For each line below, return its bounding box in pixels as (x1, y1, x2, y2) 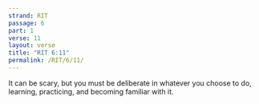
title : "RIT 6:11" (8, 49, 70, 57)
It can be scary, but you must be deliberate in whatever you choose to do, (8, 78, 253, 88)
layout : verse (8, 42, 56, 50)
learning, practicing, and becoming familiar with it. (8, 86, 174, 96)
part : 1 (8, 26, 34, 34)
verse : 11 (8, 34, 42, 42)
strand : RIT (8, 11, 48, 20)
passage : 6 (8, 19, 45, 27)
